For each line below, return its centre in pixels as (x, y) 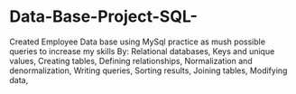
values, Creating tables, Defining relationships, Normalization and (131, 61)
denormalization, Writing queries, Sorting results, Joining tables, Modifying (148, 70)
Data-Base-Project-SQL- (104, 17)
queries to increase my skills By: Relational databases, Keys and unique (142, 51)
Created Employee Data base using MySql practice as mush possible (138, 42)
